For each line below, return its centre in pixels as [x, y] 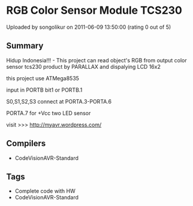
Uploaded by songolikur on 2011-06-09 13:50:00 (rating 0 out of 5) [89, 27]
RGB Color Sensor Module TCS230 [94, 10]
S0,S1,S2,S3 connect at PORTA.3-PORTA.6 [59, 101]
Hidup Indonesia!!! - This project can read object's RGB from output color [96, 60]
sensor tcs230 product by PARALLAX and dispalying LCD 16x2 [83, 66]
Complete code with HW [45, 191]
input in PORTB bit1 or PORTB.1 [44, 90]
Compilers [26, 143]
